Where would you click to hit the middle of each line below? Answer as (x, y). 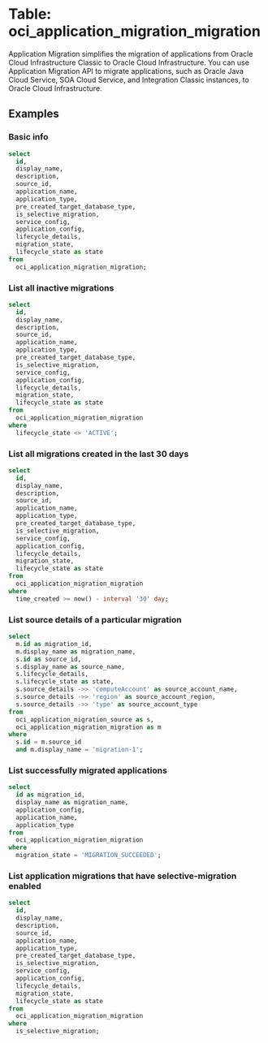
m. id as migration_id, (54, 644)
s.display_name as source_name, (71, 666)
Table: (30, 14)
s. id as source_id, (49, 659)
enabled (25, 886)
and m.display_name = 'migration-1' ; (80, 750)
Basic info (28, 137)
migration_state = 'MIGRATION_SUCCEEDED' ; (89, 856)
